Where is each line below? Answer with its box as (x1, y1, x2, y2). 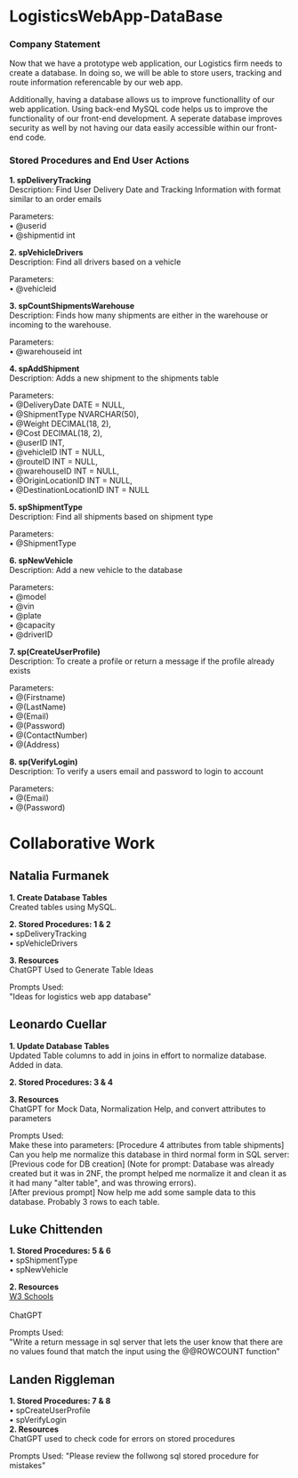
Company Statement (9, 38, 101, 51)
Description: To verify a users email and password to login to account (9, 765, 264, 776)
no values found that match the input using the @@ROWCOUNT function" (9, 1346, 280, 1357)
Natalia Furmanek (9, 868, 109, 884)
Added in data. (9, 1059, 64, 1070)
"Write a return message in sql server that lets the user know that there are (9, 1337, 283, 1347)
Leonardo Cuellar (9, 1017, 107, 1032)
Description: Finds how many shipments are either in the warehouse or (9, 310, 269, 320)
